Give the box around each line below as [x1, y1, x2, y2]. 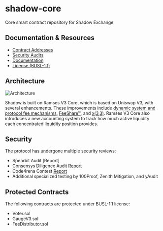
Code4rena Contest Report [12, 168, 67, 174]
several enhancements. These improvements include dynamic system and [5, 105, 156, 111]
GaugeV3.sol [12, 216, 38, 222]
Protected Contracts [5, 187, 69, 196]
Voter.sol [12, 211, 31, 217]
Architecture [5, 77, 45, 86]
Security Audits [12, 52, 44, 58]
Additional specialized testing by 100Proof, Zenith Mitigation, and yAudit [12, 174, 159, 180]
